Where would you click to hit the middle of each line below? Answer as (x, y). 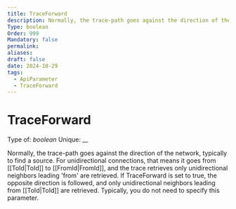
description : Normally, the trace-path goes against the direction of (113, 20)
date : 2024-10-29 (33, 66)
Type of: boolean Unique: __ (48, 140)
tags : (15, 72)
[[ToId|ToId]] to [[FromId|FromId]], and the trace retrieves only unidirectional (118, 168)
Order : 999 (23, 33)
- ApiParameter (36, 79)
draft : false (26, 60)
